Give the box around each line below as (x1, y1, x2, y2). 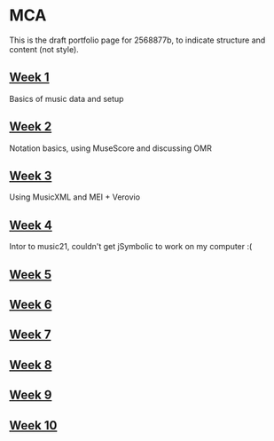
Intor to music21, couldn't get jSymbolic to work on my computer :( (9, 241, 253, 252)
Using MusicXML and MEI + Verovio (9, 192, 140, 202)
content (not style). (9, 43, 80, 54)
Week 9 (9, 388, 52, 403)
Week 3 (9, 168, 52, 183)
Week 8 (9, 357, 52, 373)
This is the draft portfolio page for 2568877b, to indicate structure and (9, 35, 266, 45)
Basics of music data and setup (9, 93, 124, 104)
